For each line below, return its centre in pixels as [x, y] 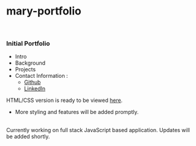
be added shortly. [28, 136]
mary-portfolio [44, 11]
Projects [25, 69]
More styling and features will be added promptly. [77, 112]
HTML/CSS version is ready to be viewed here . [65, 100]
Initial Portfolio [28, 43]
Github [32, 82]
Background [30, 63]
